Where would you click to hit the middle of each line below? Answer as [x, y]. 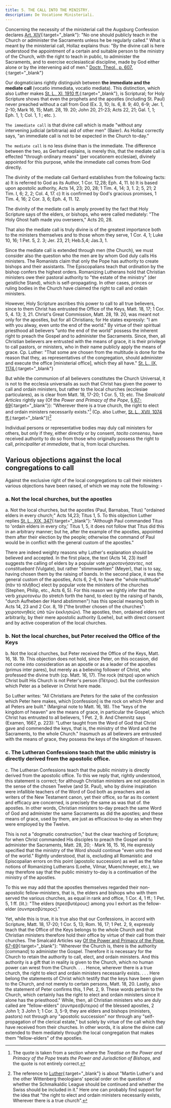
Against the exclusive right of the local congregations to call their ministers [83, 480]
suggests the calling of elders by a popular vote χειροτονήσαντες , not [79, 563]
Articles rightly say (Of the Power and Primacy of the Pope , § [69, 400]
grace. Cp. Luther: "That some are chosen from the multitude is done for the [85, 352]
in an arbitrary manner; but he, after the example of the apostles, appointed [84, 531]
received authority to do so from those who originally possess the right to [82, 439]
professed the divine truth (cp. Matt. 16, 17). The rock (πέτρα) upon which [82, 675]
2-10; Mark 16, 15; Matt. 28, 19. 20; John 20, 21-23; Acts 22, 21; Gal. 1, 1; [80, 110]
